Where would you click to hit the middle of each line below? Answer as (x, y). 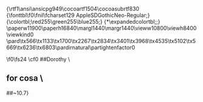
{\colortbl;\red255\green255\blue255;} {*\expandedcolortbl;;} (83, 22)
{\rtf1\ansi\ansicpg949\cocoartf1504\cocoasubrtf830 (73, 9)
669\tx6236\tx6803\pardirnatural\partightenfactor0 (71, 47)
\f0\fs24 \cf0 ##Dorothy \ (38, 59)
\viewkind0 (20, 35)
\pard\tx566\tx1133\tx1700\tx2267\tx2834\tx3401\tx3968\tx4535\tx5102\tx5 (101, 41)
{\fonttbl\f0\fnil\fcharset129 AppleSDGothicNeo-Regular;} (78, 15)
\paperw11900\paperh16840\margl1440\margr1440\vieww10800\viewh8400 (101, 28)
